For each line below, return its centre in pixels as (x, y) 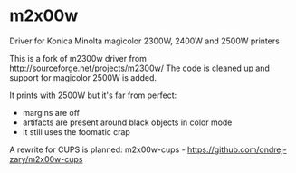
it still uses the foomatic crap (76, 131)
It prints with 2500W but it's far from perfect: (93, 95)
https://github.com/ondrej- (237, 149)
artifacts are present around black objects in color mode (127, 122)
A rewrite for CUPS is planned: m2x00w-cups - (97, 149)
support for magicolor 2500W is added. (83, 77)
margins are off (51, 112)
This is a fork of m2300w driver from (78, 58)
